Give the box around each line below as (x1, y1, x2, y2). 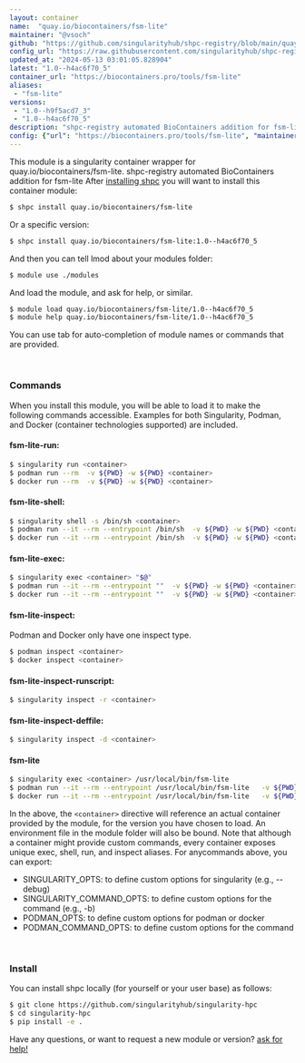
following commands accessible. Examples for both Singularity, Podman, (9, 409, 281, 420)
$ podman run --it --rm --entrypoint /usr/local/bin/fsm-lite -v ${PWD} (9, 784, 299, 793)
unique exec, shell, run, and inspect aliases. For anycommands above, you (9, 846, 288, 857)
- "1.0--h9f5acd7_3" (13, 106, 92, 115)
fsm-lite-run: (9, 440, 60, 451)
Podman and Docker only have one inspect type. (9, 629, 192, 640)
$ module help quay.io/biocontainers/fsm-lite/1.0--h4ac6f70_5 (9, 313, 254, 322)
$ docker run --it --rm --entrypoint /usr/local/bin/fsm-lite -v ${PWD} (9, 792, 299, 801)
